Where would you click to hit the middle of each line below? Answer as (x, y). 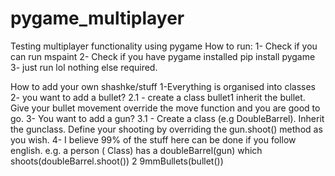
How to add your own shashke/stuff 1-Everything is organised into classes (163, 86)
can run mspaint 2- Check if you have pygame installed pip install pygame (163, 56)
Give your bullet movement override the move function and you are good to (165, 108)
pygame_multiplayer (97, 18)
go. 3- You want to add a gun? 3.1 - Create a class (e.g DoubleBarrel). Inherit (167, 118)
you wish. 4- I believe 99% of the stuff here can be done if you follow (153, 139)
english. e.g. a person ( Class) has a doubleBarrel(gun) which (136, 150)
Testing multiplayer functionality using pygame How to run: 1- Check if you (164, 46)
